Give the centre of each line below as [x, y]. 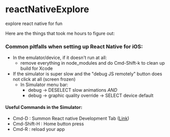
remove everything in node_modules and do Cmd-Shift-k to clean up [92, 63]
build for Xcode [37, 68]
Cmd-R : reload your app [39, 129]
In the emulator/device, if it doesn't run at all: [60, 58]
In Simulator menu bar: [44, 85]
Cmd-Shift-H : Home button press [48, 124]
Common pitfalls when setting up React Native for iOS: [74, 46]
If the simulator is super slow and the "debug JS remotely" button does [87, 74]
